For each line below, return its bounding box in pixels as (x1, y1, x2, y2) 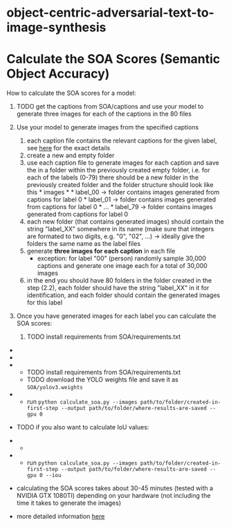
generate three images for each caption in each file (26, 247, 176, 256)
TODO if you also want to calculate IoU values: (16, 423, 149, 431)
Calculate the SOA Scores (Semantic (6, 51, 221, 67)
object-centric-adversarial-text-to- (6, 5, 215, 21)
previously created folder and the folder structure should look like (26, 181, 214, 189)
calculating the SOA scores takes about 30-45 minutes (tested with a (16, 484, 214, 492)
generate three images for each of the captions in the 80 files (16, 109, 192, 118)
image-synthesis (6, 19, 107, 35)
